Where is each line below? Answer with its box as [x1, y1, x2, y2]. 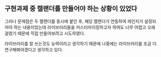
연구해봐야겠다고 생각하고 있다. [4, 46, 64, 52]
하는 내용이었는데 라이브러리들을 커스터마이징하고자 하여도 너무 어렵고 [13, 24, 146, 30]
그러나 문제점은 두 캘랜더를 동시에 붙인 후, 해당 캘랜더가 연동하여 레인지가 [4, 18, 143, 24]
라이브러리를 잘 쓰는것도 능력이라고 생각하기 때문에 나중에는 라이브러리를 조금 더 [4, 41, 157, 46]
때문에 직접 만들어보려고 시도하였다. [17, 30, 86, 36]
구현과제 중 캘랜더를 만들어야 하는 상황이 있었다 [4, 4, 137, 13]
